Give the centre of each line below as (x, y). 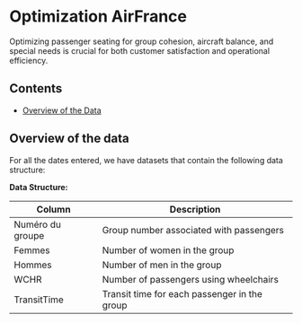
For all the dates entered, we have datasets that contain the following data (146, 160)
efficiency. (29, 60)
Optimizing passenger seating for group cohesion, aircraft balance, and (142, 41)
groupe (29, 235)
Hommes (33, 265)
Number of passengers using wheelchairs (190, 279)
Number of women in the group (168, 250)
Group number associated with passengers (193, 230)
